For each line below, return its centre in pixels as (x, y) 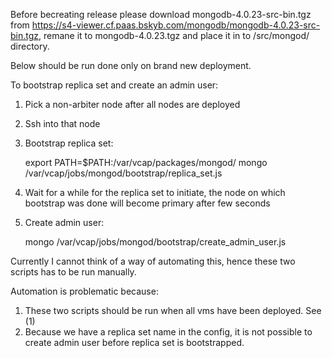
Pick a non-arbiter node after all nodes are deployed (132, 104)
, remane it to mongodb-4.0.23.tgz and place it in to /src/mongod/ (174, 35)
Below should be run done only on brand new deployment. (131, 65)
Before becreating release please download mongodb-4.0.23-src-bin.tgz (161, 14)
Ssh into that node (62, 123)
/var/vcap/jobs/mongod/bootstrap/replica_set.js (123, 173)
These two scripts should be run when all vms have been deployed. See (173, 310)
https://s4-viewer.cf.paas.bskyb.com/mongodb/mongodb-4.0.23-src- (176, 25)
